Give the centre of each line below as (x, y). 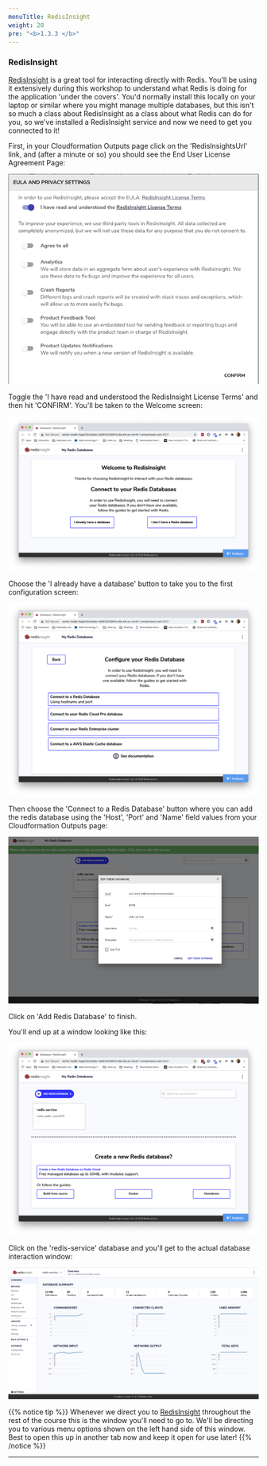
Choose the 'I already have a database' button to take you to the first (120, 584)
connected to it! (34, 130)
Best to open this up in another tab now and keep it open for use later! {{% (130, 1437)
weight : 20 (26, 25)
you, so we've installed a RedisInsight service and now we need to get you (130, 122)
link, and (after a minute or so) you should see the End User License (119, 154)
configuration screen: (43, 592)
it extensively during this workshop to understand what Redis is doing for (128, 88)
